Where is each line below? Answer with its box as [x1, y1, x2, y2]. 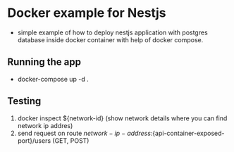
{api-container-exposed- [152, 129, 225, 137]
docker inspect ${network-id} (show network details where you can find [17, 114, 228, 122]
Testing [7, 95, 42, 107]
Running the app [7, 56, 81, 68]
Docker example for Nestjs [7, 5, 167, 21]
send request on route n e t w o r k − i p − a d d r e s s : [17, 129, 153, 137]
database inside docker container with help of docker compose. [17, 35, 204, 44]
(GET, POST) [52, 136, 90, 145]
